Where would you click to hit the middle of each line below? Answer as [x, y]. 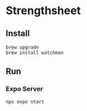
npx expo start [25, 102]
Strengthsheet [43, 11]
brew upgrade [22, 47]
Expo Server [25, 89]
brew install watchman [35, 53]
